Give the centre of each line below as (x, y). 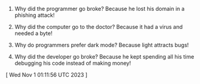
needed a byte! (33, 33)
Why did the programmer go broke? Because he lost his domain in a (99, 9)
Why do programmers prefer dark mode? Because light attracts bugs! (102, 45)
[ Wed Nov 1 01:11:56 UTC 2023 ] (47, 75)
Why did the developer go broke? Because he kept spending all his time (104, 57)
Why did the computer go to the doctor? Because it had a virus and (98, 27)
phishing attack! (35, 15)
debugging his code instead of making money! (73, 63)
